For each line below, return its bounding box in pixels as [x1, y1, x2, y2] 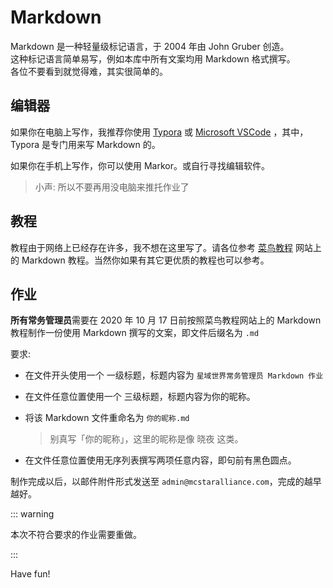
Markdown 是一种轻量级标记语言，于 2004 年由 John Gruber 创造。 [10, 40, 290, 52]
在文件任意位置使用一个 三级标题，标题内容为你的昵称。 [24, 391, 256, 403]
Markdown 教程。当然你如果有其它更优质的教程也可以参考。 [21, 254, 270, 266]
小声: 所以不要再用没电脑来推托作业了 [34, 181, 190, 193]
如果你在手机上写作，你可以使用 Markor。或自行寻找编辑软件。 [10, 159, 270, 171]
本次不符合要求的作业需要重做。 [10, 529, 142, 541]
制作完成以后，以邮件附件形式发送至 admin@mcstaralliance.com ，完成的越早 [10, 476, 322, 488]
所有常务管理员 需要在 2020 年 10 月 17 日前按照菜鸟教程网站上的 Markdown [10, 314, 322, 326]
